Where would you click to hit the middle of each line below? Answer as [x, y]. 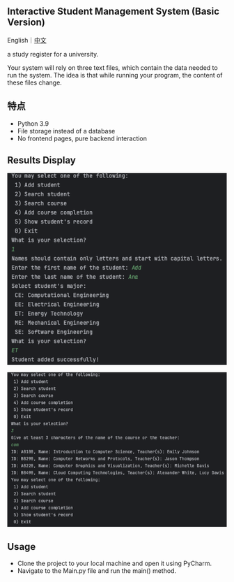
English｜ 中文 [27, 40]
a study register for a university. [53, 54]
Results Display [42, 160]
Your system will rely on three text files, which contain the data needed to [112, 67]
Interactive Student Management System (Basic [114, 12]
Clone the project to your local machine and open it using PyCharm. [115, 563]
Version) [26, 23]
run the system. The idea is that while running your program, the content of [115, 75]
